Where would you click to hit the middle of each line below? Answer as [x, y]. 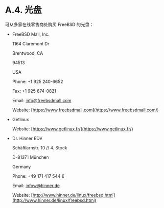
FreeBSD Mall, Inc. [31, 34]
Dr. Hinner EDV [27, 138]
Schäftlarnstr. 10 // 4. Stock [40, 147]
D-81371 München [30, 157]
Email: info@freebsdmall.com [42, 100]
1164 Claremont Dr [31, 43]
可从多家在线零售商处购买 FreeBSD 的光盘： [49, 24]
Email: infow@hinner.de [36, 186]
